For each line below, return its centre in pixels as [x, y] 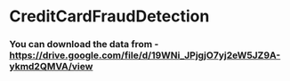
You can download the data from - [84, 45]
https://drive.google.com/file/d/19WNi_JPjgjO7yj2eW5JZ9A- [145, 55]
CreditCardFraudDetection [109, 16]
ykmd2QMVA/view [51, 67]
